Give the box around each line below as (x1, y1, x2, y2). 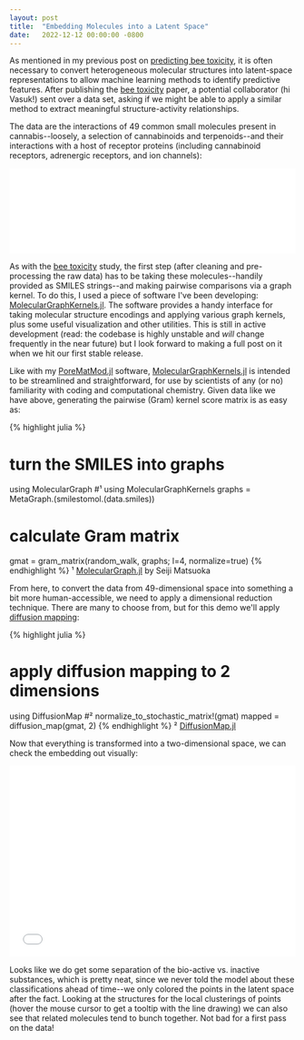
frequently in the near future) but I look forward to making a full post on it (9, 338, 283, 349)
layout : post (9, 13, 59, 23)
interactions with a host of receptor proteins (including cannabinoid (9, 140, 261, 151)
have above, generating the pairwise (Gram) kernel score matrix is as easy (9, 395, 288, 406)
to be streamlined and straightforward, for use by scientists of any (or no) (9, 375, 284, 387)
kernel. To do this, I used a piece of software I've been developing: (9, 290, 259, 301)
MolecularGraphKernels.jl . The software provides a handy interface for (9, 299, 274, 310)
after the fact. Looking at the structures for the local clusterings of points (9, 994, 281, 1005)
